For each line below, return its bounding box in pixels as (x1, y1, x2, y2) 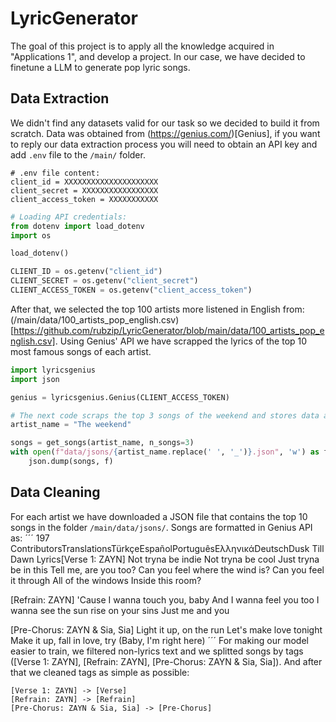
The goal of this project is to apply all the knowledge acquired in (10, 40, 275, 52)
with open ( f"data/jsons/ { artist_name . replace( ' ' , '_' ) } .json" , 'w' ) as (10, 447, 320, 457)
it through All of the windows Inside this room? (10, 574, 202, 586)
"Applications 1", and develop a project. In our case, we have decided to (10, 50, 306, 62)
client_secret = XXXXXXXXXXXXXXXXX (10, 185, 159, 196)
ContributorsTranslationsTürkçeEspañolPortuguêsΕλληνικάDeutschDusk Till (10, 542, 325, 554)
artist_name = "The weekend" (10, 420, 132, 430)
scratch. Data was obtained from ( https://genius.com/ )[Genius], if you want (10, 127, 321, 139)
